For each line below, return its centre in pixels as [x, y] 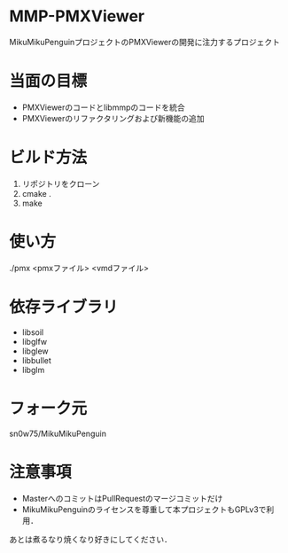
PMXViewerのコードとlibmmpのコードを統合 [103, 107]
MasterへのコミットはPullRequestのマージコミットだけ [122, 498]
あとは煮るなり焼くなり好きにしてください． [91, 539]
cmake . [36, 193]
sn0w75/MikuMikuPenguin [58, 433]
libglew [35, 351]
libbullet [36, 360]
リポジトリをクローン [61, 183]
